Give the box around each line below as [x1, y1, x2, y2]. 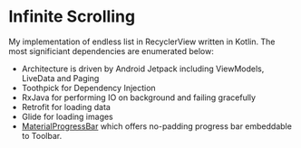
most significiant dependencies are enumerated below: [8, 45, 214, 56]
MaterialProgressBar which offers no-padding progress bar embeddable [21, 120, 292, 132]
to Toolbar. [21, 130, 63, 141]
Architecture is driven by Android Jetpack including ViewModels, [21, 63, 265, 74]
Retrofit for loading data [21, 101, 111, 112]
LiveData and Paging [21, 72, 100, 83]
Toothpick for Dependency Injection [21, 82, 156, 93]
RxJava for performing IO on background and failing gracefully [21, 92, 256, 103]
